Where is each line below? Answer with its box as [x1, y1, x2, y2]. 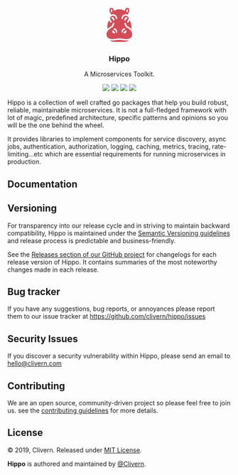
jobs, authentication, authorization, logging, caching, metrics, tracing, [7, 142, 211, 151]
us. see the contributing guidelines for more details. [7, 406, 158, 415]
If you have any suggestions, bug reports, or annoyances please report [7, 304, 215, 313]
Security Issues [7, 333, 78, 345]
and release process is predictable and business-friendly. [7, 236, 176, 245]
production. [7, 157, 41, 166]
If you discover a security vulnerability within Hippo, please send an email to [7, 352, 231, 361]
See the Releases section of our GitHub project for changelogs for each [7, 250, 217, 259]
